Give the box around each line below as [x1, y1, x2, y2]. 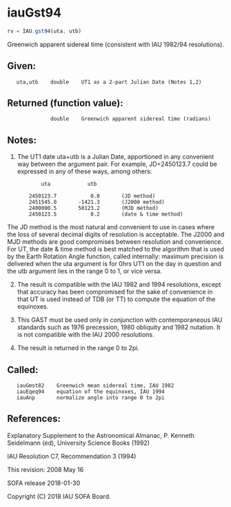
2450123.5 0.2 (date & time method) [28, 211, 184, 218]
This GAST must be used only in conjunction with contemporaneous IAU [17, 316, 223, 324]
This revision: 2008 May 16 [7, 465, 84, 474]
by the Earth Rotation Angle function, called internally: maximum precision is [7, 252, 224, 260]
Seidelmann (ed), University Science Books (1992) [7, 439, 150, 447]
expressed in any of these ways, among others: [17, 167, 152, 175]
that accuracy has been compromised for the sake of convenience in [17, 288, 213, 296]
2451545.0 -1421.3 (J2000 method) [28, 199, 165, 206]
